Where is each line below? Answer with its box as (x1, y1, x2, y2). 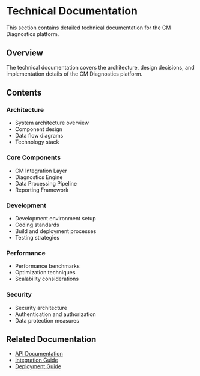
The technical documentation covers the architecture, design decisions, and (6, 64, 195, 71)
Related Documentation (6, 335, 97, 345)
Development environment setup (14, 215, 96, 222)
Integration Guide (14, 356, 58, 364)
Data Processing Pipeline (14, 180, 77, 187)
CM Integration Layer (14, 167, 68, 174)
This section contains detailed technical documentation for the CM (6, 24, 171, 31)
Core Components (6, 153, 61, 162)
